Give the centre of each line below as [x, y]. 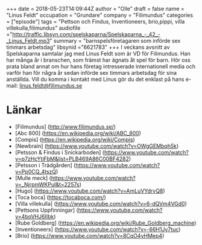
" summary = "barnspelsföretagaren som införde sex [115, 41]
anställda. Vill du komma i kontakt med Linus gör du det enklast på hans [95, 79]
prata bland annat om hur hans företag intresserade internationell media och [101, 66]
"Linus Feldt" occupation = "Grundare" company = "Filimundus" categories [100, 15]
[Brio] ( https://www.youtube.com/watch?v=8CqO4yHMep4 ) [90, 235]
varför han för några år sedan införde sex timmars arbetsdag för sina [91, 73]
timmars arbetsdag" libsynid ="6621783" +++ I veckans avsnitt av [88, 47]
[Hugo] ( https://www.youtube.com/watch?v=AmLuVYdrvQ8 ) [90, 191]
